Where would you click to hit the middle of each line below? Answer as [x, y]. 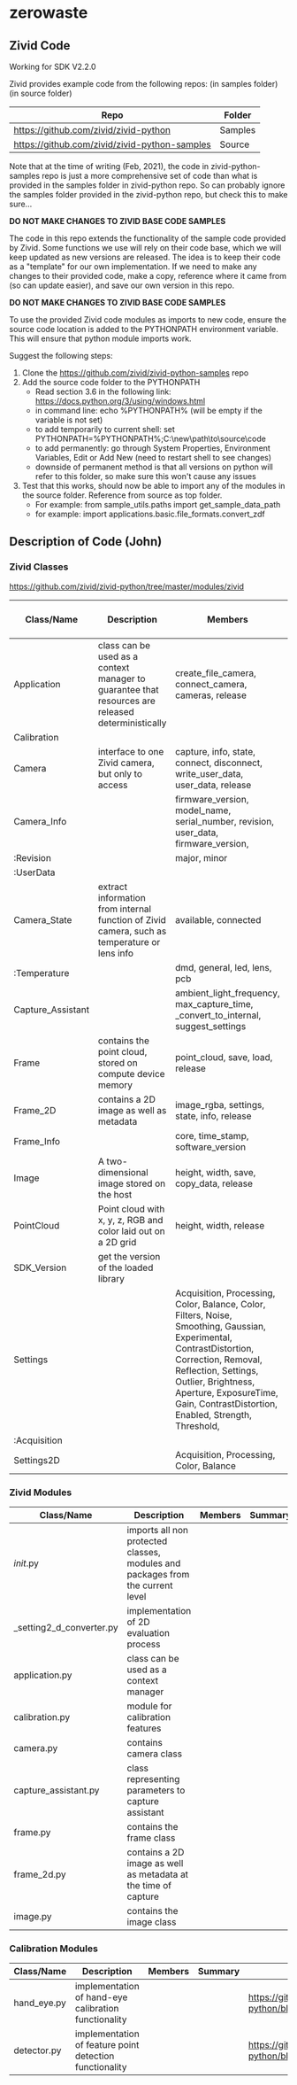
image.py [33, 1916]
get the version [129, 1256]
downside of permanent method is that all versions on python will [154, 467]
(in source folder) [41, 93]
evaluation [148, 1632]
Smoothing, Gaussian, [221, 1326]
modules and [154, 1563]
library [111, 1278]
